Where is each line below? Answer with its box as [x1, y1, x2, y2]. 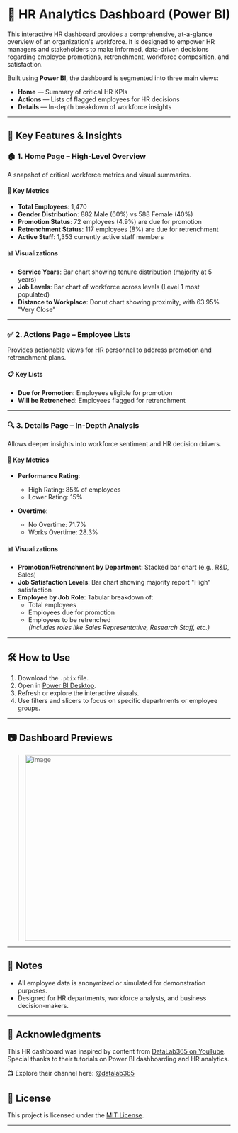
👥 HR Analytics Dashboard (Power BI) [7, 6, 231, 23]
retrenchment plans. [7, 353, 67, 362]
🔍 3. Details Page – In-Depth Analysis [7, 421, 140, 431]
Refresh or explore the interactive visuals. [17, 689, 140, 697]
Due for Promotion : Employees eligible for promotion [17, 388, 173, 397]
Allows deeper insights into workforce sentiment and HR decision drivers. [7, 439, 222, 448]
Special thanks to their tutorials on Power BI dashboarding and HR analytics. [7, 1055, 229, 1063]
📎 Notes [7, 960, 43, 972]
